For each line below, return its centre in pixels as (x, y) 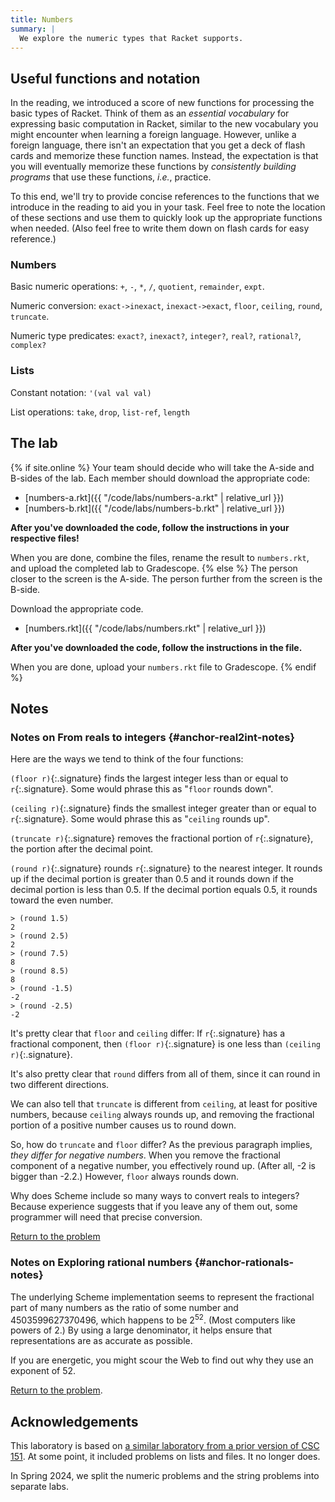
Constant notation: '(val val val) (81, 392)
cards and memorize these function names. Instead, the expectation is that (164, 156)
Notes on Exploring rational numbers (101, 1263)
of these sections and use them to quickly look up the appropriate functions (166, 218)
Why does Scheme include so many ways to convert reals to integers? (155, 1196)
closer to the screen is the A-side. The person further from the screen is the (166, 578)
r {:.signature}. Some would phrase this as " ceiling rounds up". (140, 819)
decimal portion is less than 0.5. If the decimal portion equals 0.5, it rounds (164, 890)
